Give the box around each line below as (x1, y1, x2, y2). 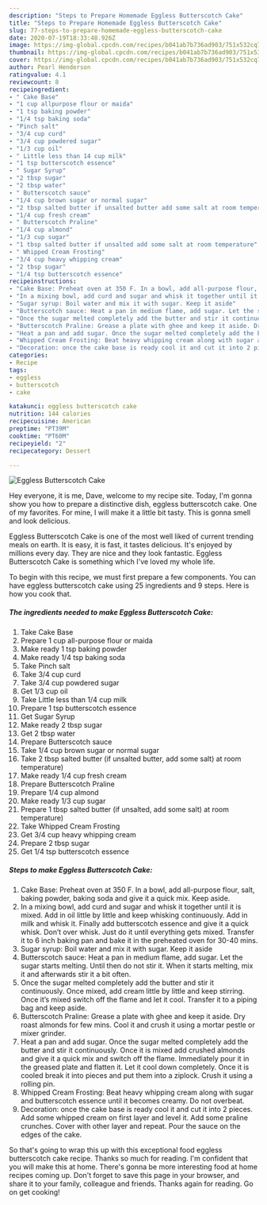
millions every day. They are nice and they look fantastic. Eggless (9, 549, 223, 558)
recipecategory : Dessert (9, 446, 91, 455)
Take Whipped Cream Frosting (20, 821, 120, 831)
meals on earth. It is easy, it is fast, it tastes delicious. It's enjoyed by (9, 540, 233, 550)
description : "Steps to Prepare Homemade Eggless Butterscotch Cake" (9, 11, 244, 20)
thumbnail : (9, 48, 45, 56)
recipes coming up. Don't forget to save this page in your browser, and (9, 1171, 240, 1180)
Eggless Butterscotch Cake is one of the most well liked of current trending (9, 531, 254, 541)
